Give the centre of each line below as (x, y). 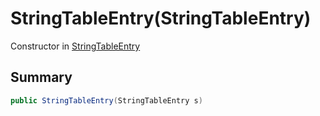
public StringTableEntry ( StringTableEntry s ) (106, 100)
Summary (41, 77)
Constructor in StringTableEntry (75, 46)
